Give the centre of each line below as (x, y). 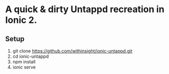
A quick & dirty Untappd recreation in (85, 9)
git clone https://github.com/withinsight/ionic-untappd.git (72, 51)
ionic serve (24, 67)
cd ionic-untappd (31, 56)
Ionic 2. (21, 20)
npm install (24, 62)
